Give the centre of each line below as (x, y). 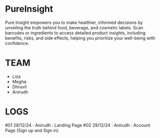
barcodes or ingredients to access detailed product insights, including (75, 33)
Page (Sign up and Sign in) (32, 130)
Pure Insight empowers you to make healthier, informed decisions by (74, 22)
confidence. (17, 43)
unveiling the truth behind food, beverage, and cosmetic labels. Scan (74, 27)
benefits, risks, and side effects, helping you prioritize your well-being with (80, 38)
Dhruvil (19, 87)
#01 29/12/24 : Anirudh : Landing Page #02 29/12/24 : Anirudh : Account (78, 125)
